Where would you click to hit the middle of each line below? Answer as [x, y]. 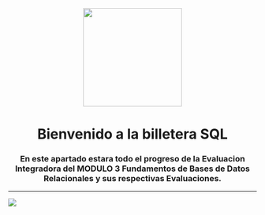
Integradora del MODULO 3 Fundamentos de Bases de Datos [132, 169]
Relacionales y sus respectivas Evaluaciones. [132, 179]
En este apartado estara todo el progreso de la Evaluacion [132, 159]
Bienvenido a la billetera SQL [132, 134]
